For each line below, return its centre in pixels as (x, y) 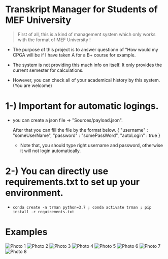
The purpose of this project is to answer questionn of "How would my (85, 49)
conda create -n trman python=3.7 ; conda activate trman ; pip (82, 207)
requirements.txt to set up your (73, 182)
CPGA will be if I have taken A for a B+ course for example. (74, 55)
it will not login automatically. (51, 151)
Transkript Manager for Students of (82, 9)
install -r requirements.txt (43, 212)
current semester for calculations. (48, 70)
